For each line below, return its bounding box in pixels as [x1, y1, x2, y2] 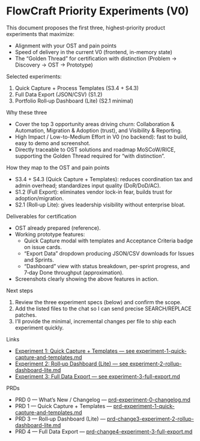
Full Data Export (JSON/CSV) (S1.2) [14, 91, 103, 98]
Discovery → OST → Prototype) [14, 61, 93, 68]
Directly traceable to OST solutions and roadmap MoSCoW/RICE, [14, 146, 176, 153]
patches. [14, 311, 37, 319]
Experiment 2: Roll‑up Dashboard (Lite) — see [14, 360, 129, 367]
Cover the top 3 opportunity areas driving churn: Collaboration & [14, 120, 175, 127]
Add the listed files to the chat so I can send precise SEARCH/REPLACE [14, 305, 192, 312]
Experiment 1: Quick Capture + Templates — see [14, 347, 135, 355]
